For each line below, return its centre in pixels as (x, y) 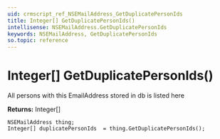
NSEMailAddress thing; (41, 123)
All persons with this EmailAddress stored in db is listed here (96, 96)
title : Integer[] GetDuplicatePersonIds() (71, 21)
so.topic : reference (38, 41)
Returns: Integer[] (34, 109)
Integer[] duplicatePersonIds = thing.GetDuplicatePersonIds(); (106, 129)
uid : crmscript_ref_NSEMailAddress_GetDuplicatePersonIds (95, 14)
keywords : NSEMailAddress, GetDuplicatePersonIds (83, 34)
